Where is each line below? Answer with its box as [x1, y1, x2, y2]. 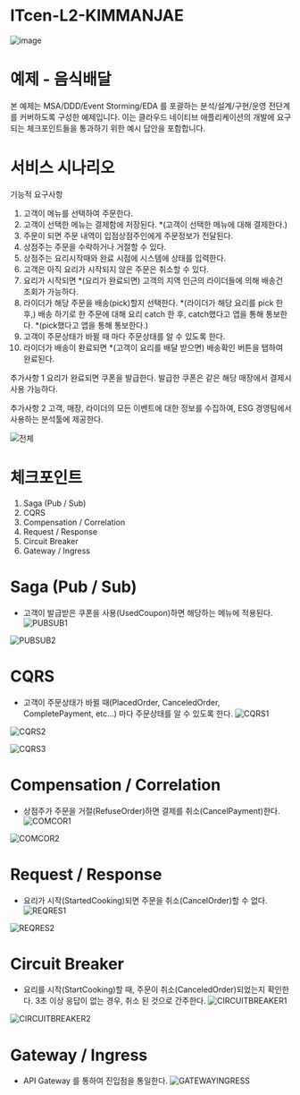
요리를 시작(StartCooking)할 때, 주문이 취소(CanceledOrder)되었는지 [22, 984, 266, 995]
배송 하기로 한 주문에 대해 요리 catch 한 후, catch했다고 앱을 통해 [37, 308, 264, 319]
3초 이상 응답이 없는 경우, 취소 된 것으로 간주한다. [35, 996, 206, 1006]
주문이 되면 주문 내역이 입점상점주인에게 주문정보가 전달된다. [22, 230, 234, 241]
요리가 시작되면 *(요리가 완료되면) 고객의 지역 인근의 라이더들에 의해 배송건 [22, 275, 284, 286]
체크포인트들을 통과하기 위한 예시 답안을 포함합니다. [26, 123, 206, 133]
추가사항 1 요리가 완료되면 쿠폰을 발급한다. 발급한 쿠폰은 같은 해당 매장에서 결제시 [10, 372, 292, 383]
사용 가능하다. [10, 383, 59, 394]
